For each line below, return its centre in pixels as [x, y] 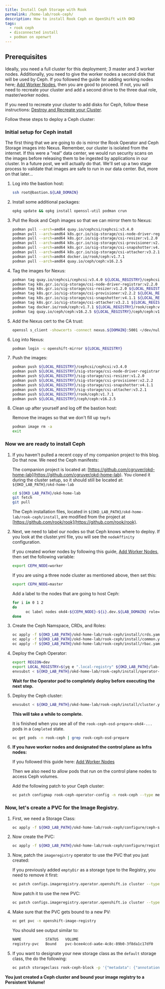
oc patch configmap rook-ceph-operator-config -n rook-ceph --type [82, 795]
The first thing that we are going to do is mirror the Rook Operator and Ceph [82, 143]
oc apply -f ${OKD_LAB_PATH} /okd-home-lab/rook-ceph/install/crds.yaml [87, 635]
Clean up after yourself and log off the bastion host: [64, 408]
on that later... [19, 174]
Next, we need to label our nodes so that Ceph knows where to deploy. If [86, 532]
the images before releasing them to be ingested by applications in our [77, 158]
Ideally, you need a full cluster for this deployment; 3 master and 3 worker [80, 69]
